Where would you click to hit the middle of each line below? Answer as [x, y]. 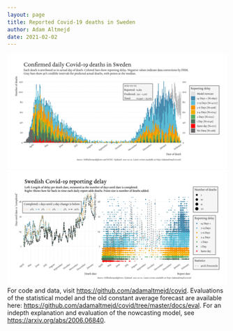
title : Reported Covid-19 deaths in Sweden [72, 22]
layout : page [26, 15]
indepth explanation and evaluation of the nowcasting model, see [101, 312]
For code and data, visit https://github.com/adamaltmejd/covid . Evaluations [115, 290]
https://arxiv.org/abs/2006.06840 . [57, 320]
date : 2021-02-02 [32, 37]
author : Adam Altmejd [39, 29]
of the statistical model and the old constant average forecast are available [114, 297]
